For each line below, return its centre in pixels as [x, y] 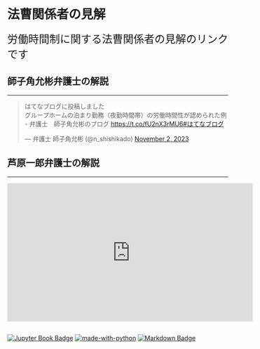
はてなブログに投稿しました [64, 106]
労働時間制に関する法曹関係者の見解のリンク [118, 39]
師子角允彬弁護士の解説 [58, 81]
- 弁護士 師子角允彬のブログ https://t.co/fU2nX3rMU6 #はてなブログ [124, 124]
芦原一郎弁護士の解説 [53, 163]
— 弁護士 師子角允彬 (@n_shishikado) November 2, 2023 [107, 138]
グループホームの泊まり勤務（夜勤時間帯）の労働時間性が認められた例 [125, 115]
